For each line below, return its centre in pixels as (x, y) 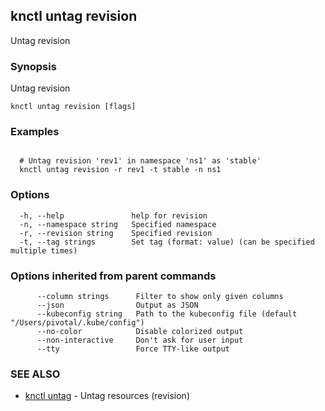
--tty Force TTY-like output (133, 349)
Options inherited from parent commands (113, 276)
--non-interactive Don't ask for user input (140, 340)
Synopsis (33, 66)
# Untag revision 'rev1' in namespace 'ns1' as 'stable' (140, 161)
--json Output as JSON (117, 305)
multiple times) (44, 250)
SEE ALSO (35, 374)
